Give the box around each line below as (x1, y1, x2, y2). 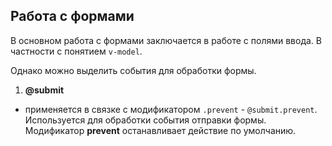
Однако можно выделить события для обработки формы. (10, 64, 257, 76)
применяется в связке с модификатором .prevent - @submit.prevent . (24, 103, 318, 115)
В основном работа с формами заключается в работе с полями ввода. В (10, 34, 322, 46)
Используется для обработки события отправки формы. (24, 114, 267, 126)
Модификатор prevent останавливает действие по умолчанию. (24, 124, 297, 136)
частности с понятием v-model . (10, 45, 143, 57)
